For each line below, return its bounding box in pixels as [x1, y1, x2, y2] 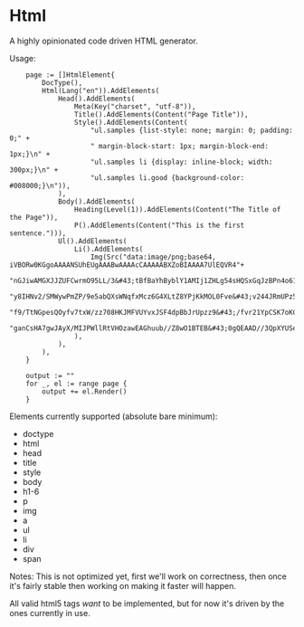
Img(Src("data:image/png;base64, [90, 252, 217, 261]
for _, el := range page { [25, 379, 128, 388]
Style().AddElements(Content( [73, 118, 188, 127]
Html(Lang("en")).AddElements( [42, 86, 160, 95]
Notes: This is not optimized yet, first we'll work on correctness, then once [9, 571, 287, 582]
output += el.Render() [42, 386, 128, 396]
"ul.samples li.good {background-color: [90, 173, 245, 182]
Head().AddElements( [57, 94, 136, 103]
